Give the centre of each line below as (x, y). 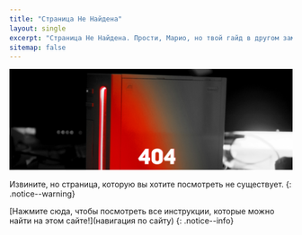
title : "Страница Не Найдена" (66, 19)
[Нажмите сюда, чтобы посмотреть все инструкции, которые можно (142, 212)
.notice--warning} (43, 194)
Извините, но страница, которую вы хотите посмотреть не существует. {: (151, 185)
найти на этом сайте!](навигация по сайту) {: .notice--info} (122, 221)
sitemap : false (38, 48)
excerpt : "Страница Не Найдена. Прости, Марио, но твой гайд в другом (144, 38)
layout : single (38, 28)
